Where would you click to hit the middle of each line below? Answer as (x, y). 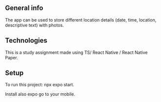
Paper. (11, 57)
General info (24, 8)
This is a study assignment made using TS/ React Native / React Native (76, 52)
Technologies (26, 40)
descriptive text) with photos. (35, 25)
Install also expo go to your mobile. (40, 94)
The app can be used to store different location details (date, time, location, (81, 20)
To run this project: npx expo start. (40, 85)
